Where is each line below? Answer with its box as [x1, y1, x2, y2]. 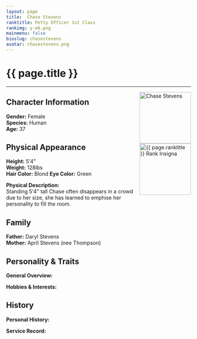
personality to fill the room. [6, 200, 72, 207]
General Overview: [6, 272, 53, 279]
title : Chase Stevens [6, 14, 62, 20]
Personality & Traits [6, 256, 79, 266]
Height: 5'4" [6, 158, 36, 165]
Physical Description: [6, 182, 60, 189]
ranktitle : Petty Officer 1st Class [6, 19, 96, 25]
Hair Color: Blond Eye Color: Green [6, 170, 92, 177]
